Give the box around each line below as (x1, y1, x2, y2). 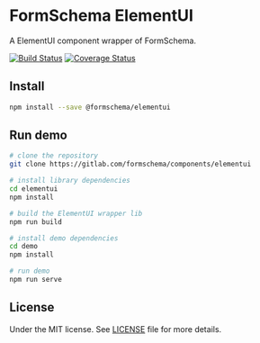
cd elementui (9, 185, 58, 194)
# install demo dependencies (9, 233, 119, 243)
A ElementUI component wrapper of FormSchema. (9, 35, 196, 46)
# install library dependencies (9, 176, 130, 185)
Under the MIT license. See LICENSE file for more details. (9, 323, 222, 334)
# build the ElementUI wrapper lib (9, 209, 143, 218)
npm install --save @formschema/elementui (9, 103, 171, 112)
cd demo (9, 242, 39, 251)
